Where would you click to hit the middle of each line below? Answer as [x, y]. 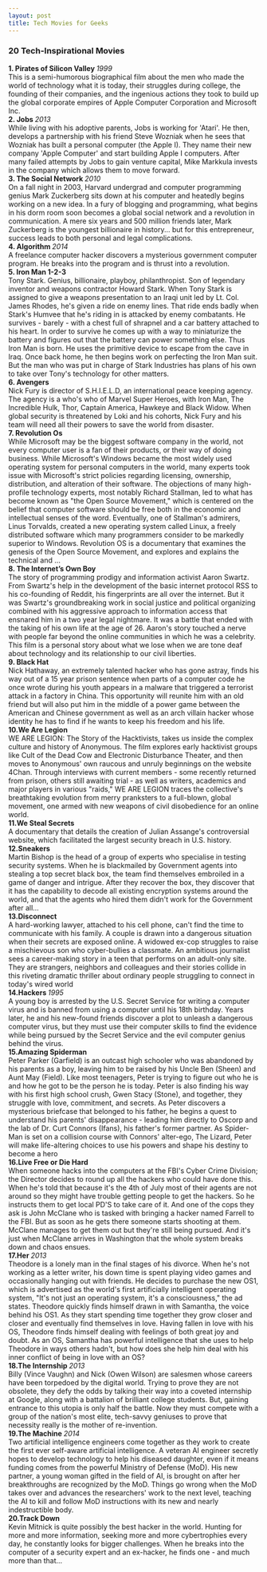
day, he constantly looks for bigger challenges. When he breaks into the [126, 1543]
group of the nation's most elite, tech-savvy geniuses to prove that [118, 1416]
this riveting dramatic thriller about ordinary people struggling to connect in [132, 975]
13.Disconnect [33, 916]
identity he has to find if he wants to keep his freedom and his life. [117, 721]
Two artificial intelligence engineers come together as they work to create [129, 1442]
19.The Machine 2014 [44, 1433]
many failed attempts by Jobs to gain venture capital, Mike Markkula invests [133, 161]
